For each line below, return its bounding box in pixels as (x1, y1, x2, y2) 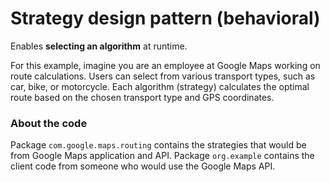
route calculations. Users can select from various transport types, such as (10, 70, 316, 82)
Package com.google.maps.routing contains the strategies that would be (10, 139, 307, 151)
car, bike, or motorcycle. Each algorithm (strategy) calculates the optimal (10, 80, 310, 92)
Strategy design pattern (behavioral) (10, 7, 321, 30)
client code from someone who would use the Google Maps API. (10, 160, 276, 172)
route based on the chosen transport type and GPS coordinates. (10, 91, 275, 103)
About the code (10, 116, 88, 130)
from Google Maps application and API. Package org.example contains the (10, 150, 315, 162)
